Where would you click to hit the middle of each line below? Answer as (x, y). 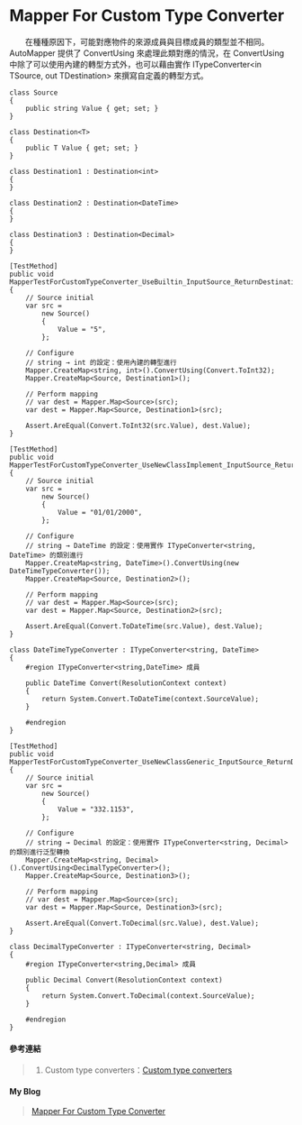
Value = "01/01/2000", (100, 512)
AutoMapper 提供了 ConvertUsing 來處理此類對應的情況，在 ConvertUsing (147, 53)
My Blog (25, 1091)
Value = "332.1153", (96, 809)
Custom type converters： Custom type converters (138, 1070)
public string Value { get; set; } (92, 108)
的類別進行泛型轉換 (40, 852)
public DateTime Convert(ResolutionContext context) (126, 683)
